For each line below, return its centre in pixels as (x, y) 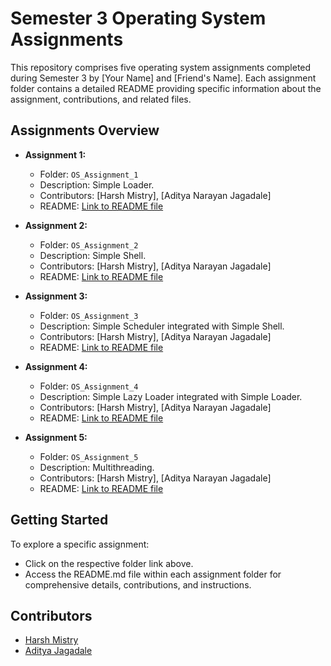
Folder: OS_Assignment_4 (89, 386)
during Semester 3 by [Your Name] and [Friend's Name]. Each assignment (163, 78)
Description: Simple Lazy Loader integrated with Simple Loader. (171, 396)
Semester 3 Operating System (138, 18)
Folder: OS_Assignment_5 (89, 456)
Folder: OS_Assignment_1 (89, 174)
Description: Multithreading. (97, 467)
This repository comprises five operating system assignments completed (161, 67)
